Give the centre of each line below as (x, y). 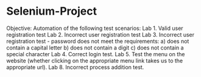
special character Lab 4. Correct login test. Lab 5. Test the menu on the (96, 54)
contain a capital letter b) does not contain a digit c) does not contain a (95, 48)
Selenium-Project (52, 11)
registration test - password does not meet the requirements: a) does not (98, 41)
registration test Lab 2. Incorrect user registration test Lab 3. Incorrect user (100, 34)
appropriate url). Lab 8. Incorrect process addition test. (75, 67)
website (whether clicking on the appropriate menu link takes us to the (95, 61)
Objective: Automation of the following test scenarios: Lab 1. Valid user (95, 28)
